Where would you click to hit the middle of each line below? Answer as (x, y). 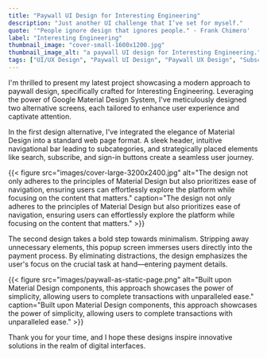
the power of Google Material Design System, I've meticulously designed (128, 99)
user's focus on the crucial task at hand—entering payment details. (118, 264)
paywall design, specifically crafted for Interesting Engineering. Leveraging (131, 91)
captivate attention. (40, 116)
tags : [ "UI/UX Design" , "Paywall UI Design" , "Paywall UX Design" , (122, 60)
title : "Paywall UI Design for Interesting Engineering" (104, 16)
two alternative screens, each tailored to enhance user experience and (124, 107)
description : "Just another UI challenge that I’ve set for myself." (126, 23)
